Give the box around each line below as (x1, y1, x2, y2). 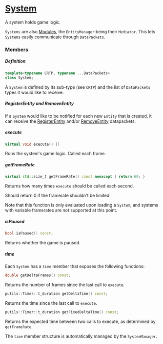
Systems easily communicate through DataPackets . (5, 34, 105, 40)
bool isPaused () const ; (5, 231, 54, 236)
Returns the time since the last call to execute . (5, 300, 98, 306)
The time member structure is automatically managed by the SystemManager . (5, 333, 158, 339)
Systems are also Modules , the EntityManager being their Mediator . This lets (5, 28, 156, 34)
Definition (5, 58, 26, 64)
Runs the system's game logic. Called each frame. (5, 151, 106, 157)
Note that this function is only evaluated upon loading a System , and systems (5, 202, 159, 208)
